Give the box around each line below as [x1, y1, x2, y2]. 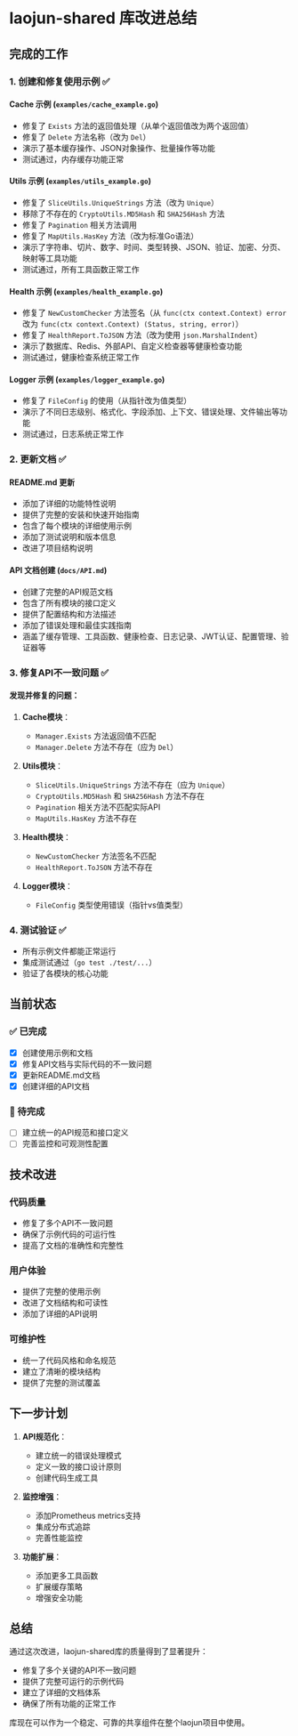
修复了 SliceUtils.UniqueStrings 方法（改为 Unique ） [21, 197, 220, 207]
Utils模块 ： [21, 760, 64, 771]
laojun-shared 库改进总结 [9, 8, 197, 28]
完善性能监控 [35, 1532, 83, 1543]
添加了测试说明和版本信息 [21, 531, 117, 543]
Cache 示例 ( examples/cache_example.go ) [9, 99, 158, 109]
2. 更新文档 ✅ [9, 453, 67, 465]
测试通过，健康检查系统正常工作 [21, 352, 140, 363]
